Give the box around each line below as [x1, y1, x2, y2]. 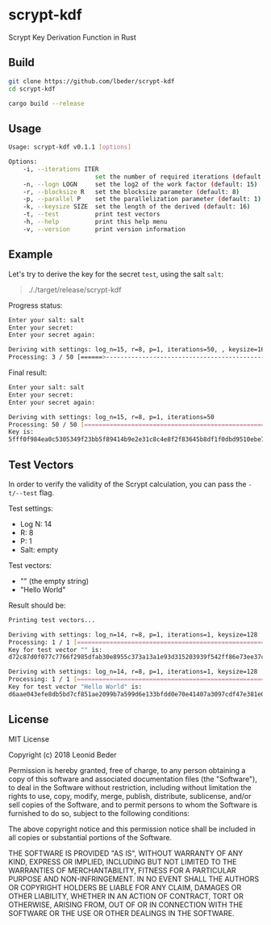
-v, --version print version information [23, 225, 186, 233]
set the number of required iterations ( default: [94, 172, 265, 181]
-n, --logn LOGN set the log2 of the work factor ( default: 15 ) [23, 180, 258, 188]
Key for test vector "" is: [8, 645, 103, 654]
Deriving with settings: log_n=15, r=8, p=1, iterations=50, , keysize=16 [8, 346, 265, 354]
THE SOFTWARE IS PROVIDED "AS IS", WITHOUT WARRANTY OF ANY [8, 848, 244, 858]
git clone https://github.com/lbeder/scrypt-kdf [8, 77, 175, 86]
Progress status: [8, 301, 63, 310]
